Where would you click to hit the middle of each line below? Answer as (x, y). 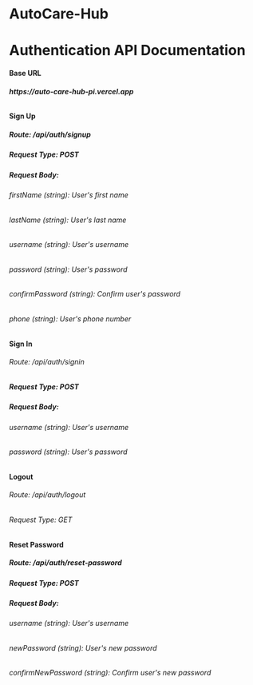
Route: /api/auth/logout (47, 495)
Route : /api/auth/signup (50, 134)
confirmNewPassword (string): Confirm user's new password (110, 673)
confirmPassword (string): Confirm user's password (95, 294)
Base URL (26, 73)
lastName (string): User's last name (68, 220)
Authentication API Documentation (127, 51)
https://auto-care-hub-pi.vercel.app (71, 91)
